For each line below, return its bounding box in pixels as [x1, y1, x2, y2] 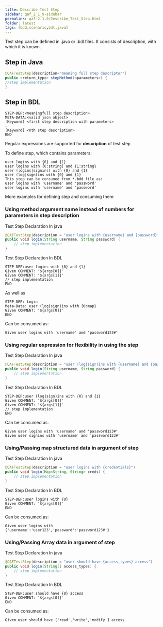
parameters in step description [5, 212, 80, 219]
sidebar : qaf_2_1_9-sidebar [5, 12, 62, 17]
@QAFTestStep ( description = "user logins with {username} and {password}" [5, 233, 160, 237]
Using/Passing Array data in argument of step [5, 539, 115, 546]
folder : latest [5, 20, 36, 26]
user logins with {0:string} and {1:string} [5, 164, 97, 169]
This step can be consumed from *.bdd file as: [5, 176, 103, 182]
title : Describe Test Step [5, 7, 60, 12]
